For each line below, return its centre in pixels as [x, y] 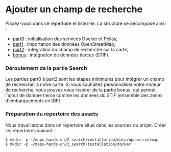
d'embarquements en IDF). [33, 101]
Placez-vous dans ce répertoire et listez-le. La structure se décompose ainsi [86, 23]
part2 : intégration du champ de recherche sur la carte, [70, 49]
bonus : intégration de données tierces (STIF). [61, 55]
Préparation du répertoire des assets [52, 114]
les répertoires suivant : [30, 130]
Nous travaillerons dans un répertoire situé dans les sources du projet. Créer [86, 125]
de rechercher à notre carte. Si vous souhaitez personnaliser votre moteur [83, 84]
